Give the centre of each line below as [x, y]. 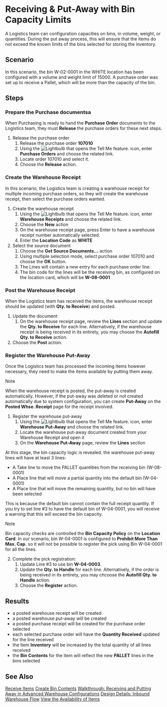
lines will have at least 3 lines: [36, 458]
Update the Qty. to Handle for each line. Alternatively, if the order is [89, 569]
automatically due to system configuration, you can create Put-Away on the [83, 402]
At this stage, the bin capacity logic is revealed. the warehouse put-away [80, 452]
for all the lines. [21, 550]
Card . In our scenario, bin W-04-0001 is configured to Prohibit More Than [82, 539]
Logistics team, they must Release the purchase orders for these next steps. [84, 129]
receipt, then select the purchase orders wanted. [55, 199]
